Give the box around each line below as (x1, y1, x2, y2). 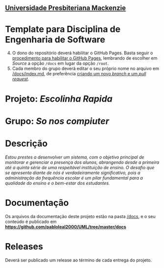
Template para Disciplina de (5, 23, 121, 35)
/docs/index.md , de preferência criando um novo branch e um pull (12, 71, 146, 77)
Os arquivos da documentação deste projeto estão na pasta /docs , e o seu (5, 213, 156, 219)
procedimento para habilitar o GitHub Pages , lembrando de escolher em (12, 55, 158, 61)
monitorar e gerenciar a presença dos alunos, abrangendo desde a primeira (5, 159, 160, 165)
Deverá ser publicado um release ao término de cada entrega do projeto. (5, 257, 152, 263)
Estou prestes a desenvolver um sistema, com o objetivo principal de (5, 154, 144, 160)
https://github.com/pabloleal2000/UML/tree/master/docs (5, 223, 126, 229)
